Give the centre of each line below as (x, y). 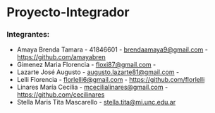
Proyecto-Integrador (68, 12)
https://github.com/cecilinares (61, 95)
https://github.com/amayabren (61, 57)
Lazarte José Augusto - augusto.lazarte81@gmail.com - (98, 72)
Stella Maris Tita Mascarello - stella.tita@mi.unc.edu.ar (96, 102)
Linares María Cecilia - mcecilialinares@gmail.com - (92, 87)
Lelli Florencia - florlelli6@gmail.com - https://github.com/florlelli (111, 80)
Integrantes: (28, 35)
